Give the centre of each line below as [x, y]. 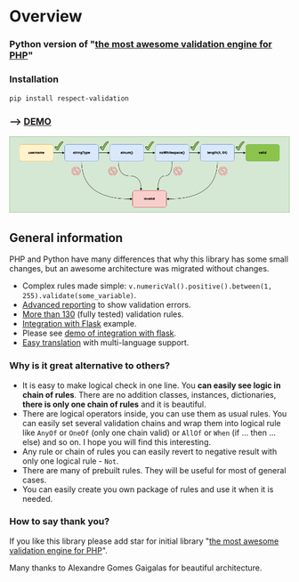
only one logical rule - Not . [70, 461]
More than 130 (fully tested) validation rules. [103, 314]
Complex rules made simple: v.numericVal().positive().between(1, [147, 286]
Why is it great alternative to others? [90, 366]
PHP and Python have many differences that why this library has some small [149, 259]
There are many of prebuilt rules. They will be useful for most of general [154, 470]
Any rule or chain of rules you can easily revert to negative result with [149, 451]
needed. [37, 498]
